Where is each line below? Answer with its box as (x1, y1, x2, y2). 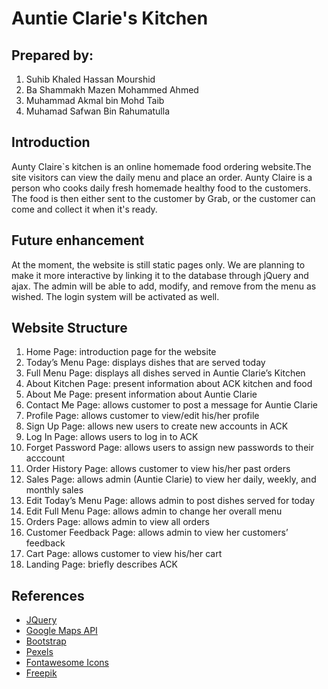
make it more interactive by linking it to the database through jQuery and (11, 269, 309, 281)
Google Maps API (25, 625, 98, 637)
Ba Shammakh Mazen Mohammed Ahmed (25, 84, 199, 96)
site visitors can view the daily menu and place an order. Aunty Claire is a (11, 171, 313, 183)
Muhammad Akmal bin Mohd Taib (25, 95, 165, 106)
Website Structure (11, 320, 128, 337)
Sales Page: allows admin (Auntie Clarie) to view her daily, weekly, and (25, 473, 317, 486)
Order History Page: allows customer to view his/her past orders (25, 463, 291, 475)
